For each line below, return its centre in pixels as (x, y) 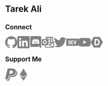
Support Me (23, 59)
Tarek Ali (23, 9)
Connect (19, 27)
